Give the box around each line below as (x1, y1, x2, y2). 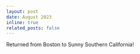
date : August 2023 (6, 14, 52, 20)
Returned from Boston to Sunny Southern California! (6, 41, 134, 48)
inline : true (6, 19, 39, 25)
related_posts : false (6, 25, 60, 31)
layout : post (6, 8, 39, 15)
